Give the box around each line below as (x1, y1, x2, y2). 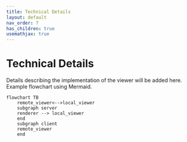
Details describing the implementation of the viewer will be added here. (6, 77, 182, 84)
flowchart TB (6, 95, 39, 101)
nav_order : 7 (6, 20, 39, 26)
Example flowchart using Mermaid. (6, 83, 92, 90)
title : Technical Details (6, 8, 71, 15)
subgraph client (17, 121, 58, 127)
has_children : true (6, 25, 55, 32)
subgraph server (17, 105, 58, 111)
